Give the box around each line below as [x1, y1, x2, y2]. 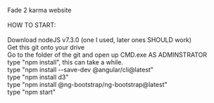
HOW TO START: [7, 21, 56, 29]
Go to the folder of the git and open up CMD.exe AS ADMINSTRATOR [7, 50, 208, 59]
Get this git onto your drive [7, 43, 85, 51]
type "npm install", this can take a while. [7, 58, 123, 66]
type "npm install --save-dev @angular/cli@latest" [7, 66, 153, 74]
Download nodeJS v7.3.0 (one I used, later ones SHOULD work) [7, 36, 192, 44]
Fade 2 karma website [7, 6, 72, 14]
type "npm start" [7, 88, 56, 96]
